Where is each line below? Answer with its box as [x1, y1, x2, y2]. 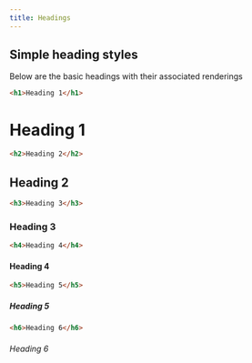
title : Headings [9, 13, 71, 23]
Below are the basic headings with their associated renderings [9, 71, 243, 82]
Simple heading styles [9, 47, 138, 63]
